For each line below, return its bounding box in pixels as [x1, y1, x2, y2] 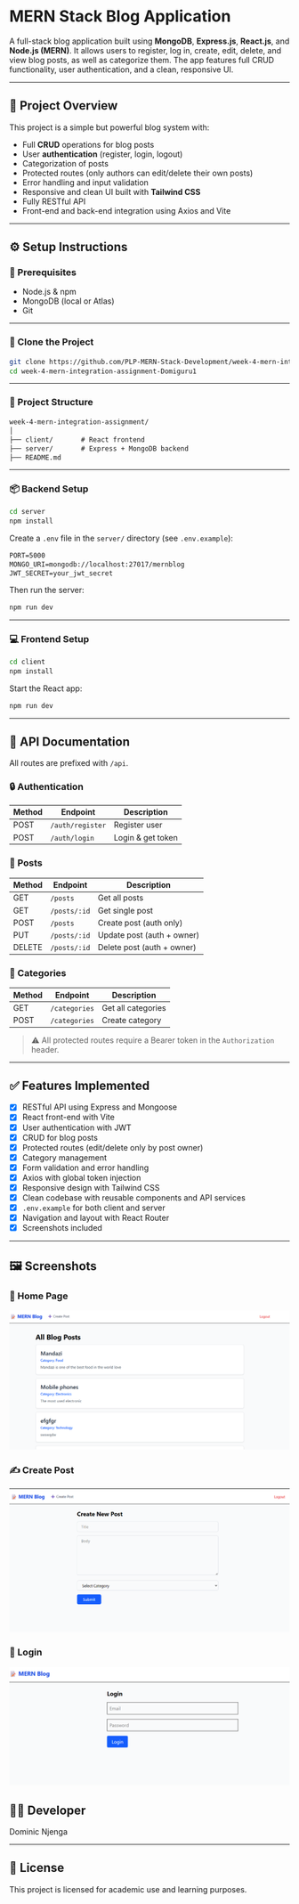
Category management [21, 1151, 108, 1163]
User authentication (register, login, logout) [21, 149, 183, 159]
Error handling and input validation [21, 176, 149, 188]
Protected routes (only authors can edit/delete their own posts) [21, 167, 254, 178]
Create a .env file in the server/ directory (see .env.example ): [9, 533, 234, 543]
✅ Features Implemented [9, 1078, 149, 1093]
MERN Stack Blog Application [9, 6, 231, 27]
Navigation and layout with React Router [21, 1213, 170, 1224]
